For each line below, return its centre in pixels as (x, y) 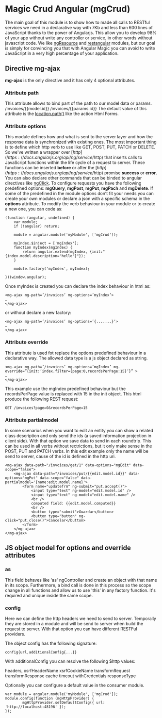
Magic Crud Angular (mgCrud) (68, 9)
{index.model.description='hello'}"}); (45, 256)
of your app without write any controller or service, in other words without (79, 38)
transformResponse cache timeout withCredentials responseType (71, 676)
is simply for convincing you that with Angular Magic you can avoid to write (80, 48)
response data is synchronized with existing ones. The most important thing (81, 142)
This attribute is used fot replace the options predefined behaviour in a (76, 353)
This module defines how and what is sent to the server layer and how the (79, 137)
